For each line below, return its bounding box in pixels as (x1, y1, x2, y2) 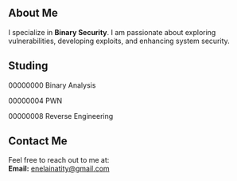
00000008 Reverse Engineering (8, 111, 114, 120)
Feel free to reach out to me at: (8, 155, 110, 165)
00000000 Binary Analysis (8, 80, 96, 90)
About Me (8, 6, 58, 20)
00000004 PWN (8, 96, 63, 105)
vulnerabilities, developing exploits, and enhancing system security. (8, 36, 231, 45)
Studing (8, 59, 49, 73)
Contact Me (8, 135, 68, 148)
